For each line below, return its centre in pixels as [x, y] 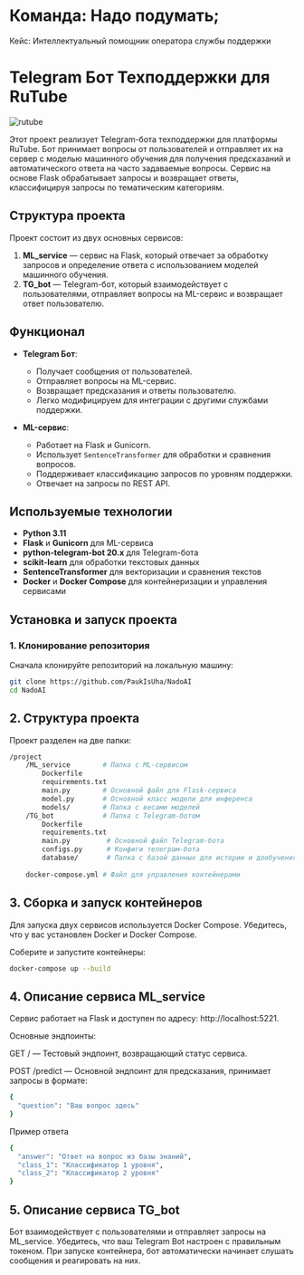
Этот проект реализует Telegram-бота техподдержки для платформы [143, 139]
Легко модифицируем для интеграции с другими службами [152, 400]
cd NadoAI [28, 690]
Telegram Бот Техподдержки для [140, 77]
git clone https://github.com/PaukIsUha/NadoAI [101, 682]
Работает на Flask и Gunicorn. [93, 445]
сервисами [44, 591]
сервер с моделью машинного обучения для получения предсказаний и [150, 158]
